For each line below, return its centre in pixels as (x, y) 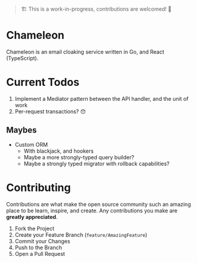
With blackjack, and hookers (59, 151)
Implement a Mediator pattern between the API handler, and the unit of (102, 98)
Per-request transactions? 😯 (50, 111)
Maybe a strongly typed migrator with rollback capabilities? (97, 163)
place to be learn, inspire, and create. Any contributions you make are (92, 211)
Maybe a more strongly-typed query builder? (79, 157)
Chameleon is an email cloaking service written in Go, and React (85, 52)
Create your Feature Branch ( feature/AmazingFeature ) (81, 234)
